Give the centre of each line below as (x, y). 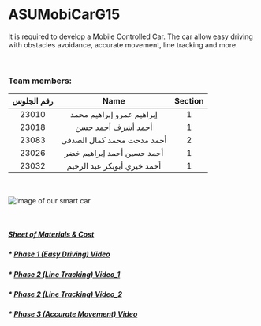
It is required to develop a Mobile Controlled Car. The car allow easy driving (131, 36)
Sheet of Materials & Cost (51, 234)
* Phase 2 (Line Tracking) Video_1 (64, 274)
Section (189, 101)
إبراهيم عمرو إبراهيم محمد (114, 115)
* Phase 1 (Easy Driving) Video (59, 254)
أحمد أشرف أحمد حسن (114, 127)
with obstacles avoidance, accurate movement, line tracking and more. (123, 44)
